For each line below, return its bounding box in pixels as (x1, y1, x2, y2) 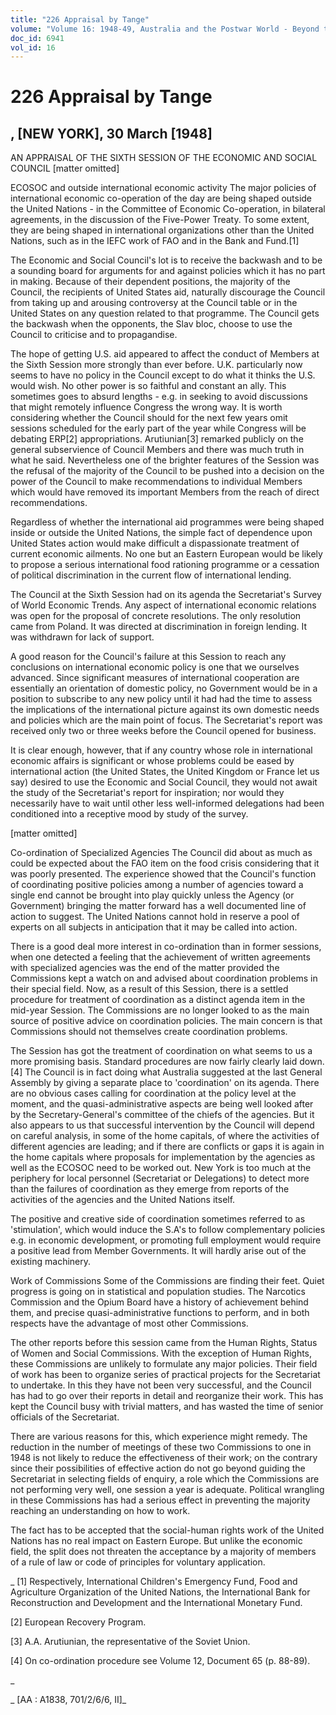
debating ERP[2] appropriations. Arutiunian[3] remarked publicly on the (10, 433, 304, 445)
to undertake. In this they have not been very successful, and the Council (10, 1379, 312, 1391)
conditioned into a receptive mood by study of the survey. (10, 808, 249, 820)
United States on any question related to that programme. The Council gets (10, 307, 320, 320)
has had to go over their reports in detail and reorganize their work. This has (10, 1390, 324, 1402)
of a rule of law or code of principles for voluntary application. (10, 1556, 266, 1568)
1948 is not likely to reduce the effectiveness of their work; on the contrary (10, 1452, 318, 1464)
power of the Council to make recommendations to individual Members (10, 476, 303, 488)
